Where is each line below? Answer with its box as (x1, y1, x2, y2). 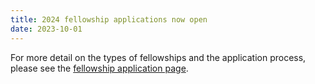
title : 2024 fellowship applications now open (10, 14, 208, 25)
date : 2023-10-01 (10, 24, 83, 34)
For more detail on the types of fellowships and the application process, (10, 51, 307, 63)
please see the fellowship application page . (10, 62, 189, 74)
